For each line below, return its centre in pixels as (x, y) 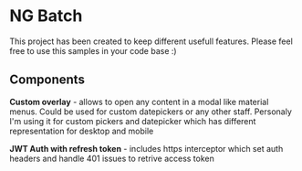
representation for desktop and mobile (82, 131)
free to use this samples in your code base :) (93, 50)
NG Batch (46, 16)
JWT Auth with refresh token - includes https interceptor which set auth (146, 148)
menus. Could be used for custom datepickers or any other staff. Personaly (151, 112)
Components (47, 80)
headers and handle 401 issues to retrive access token (112, 158)
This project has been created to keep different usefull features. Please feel (151, 41)
